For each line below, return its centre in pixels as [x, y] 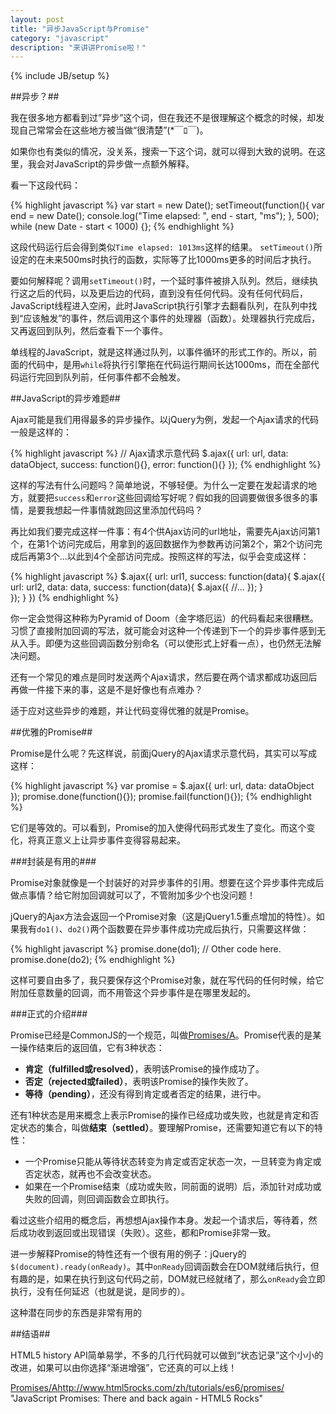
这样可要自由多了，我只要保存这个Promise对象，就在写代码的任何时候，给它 [167, 980]
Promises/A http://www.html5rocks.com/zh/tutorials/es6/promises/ [147, 1388]
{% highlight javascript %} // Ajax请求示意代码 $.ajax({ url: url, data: [149, 453]
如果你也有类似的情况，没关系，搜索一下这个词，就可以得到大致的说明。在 [163, 152]
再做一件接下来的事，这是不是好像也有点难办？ [106, 690]
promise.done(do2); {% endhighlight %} [93, 960]
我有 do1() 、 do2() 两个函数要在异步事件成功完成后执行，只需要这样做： [164, 929]
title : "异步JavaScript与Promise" [80, 29]
